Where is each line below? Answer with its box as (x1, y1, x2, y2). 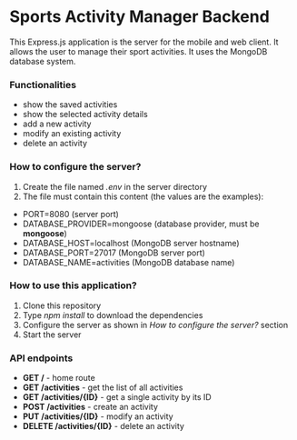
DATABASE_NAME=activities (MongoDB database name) (22, 256, 235, 267)
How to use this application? (9, 279, 138, 292)
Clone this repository (22, 300, 102, 311)
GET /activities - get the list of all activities (22, 382, 183, 393)
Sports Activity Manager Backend (9, 6, 270, 27)
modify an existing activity (22, 128, 122, 139)
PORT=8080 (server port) (22, 208, 120, 219)
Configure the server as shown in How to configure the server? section (22, 319, 289, 330)
